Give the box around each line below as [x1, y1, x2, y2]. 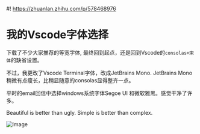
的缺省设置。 [10, 56, 43, 64]
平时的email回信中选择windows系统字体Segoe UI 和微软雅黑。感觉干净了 [6, 90, 188, 97]
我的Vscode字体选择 [6, 28, 109, 41]
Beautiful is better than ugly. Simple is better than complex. [6, 109, 153, 116]
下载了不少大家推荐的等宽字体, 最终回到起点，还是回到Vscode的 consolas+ [6, 49, 190, 56]
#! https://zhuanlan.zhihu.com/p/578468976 [6, 5, 116, 12]
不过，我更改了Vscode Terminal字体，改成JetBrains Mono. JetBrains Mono [6, 69, 193, 76]
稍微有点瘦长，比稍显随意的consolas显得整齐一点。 [6, 76, 134, 84]
